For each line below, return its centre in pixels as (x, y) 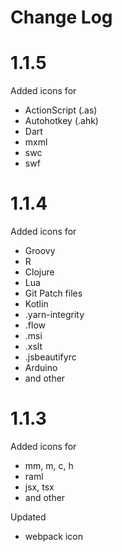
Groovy (40, 251)
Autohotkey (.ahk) (61, 121)
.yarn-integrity (54, 315)
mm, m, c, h (49, 465)
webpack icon (53, 536)
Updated (28, 517)
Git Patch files (53, 293)
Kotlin (36, 304)
